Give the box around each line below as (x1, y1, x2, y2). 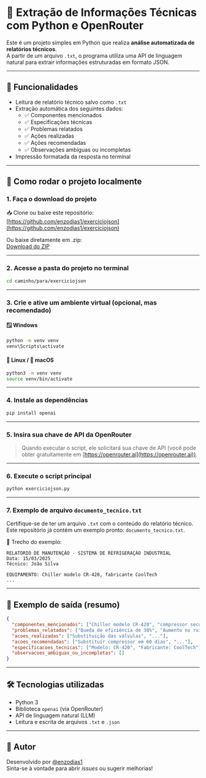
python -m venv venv (6, 337, 59, 343)
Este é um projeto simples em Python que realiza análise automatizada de (6, 39, 195, 46)
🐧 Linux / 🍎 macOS (6, 356, 54, 364)
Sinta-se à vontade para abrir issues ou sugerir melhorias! (6, 764, 153, 772)
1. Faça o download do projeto (6, 195, 97, 203)
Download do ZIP (6, 243, 50, 251)
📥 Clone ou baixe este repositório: (6, 209, 94, 217)
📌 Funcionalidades (6, 82, 78, 93)
